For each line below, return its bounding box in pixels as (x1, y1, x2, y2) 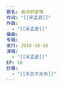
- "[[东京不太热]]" (12, 71, 57, 77)
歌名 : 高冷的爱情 (6, 8, 44, 15)
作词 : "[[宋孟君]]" (6, 15, 51, 21)
